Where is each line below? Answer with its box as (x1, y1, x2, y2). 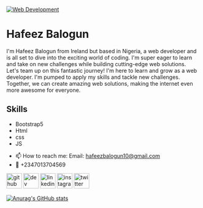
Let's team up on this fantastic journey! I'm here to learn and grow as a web (6, 67, 197, 74)
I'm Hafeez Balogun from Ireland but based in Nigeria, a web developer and (6, 47, 197, 54)
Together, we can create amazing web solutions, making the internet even (6, 80, 193, 87)
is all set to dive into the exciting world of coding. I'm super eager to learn (6, 54, 193, 61)
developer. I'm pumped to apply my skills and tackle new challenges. (6, 73, 180, 81)
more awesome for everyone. (6, 86, 81, 94)
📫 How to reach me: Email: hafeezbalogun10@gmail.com (15, 152, 161, 159)
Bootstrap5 (15, 120, 44, 128)
